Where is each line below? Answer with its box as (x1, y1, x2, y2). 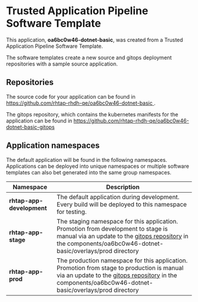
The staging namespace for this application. (57, 217, 179, 225)
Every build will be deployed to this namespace (57, 200, 187, 208)
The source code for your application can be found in (6, 93, 136, 100)
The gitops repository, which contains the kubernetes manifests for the (6, 111, 179, 118)
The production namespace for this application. (57, 256, 188, 264)
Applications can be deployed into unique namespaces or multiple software (6, 163, 190, 170)
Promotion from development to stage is (57, 225, 168, 233)
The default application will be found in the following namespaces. (6, 156, 167, 163)
